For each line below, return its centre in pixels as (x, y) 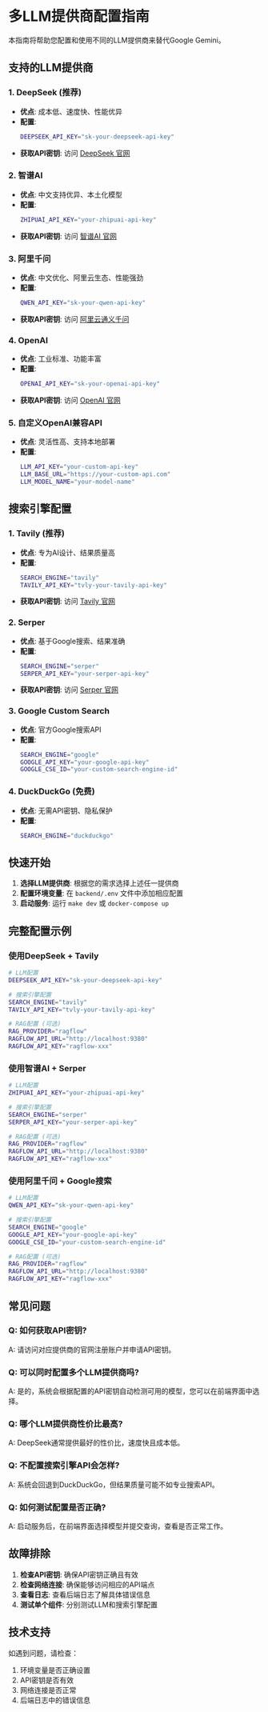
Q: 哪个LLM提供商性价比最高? (66, 1424)
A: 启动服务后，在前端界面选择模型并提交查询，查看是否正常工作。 (118, 1526)
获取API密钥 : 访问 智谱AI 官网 (68, 236)
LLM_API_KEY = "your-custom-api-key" (79, 467)
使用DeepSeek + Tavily (54, 955)
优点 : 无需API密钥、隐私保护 (66, 810)
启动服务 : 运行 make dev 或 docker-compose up (94, 903)
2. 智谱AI (26, 175)
